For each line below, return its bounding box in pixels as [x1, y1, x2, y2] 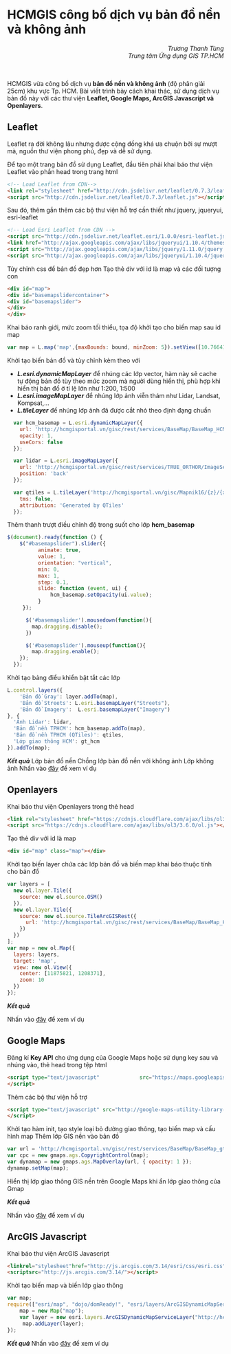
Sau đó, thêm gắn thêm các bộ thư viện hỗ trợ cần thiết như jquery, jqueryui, [7, 206, 223, 215]
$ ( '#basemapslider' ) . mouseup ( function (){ [25, 642, 146, 649]
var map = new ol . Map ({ [7, 944, 76, 952]
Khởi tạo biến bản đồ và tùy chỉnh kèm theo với [7, 356, 141, 364]
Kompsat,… [16, 399, 49, 407]
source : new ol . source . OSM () [19, 893, 103, 900]
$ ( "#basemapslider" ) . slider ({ [19, 540, 107, 547]
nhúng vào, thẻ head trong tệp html [7, 1060, 107, 1069]
